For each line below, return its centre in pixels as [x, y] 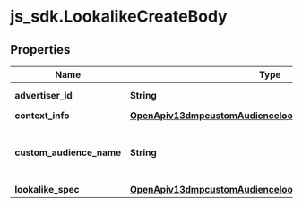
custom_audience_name [68, 152]
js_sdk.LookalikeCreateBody [119, 17]
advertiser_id [43, 95]
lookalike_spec [47, 190]
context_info [42, 116]
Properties [40, 50]
